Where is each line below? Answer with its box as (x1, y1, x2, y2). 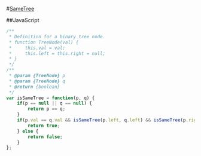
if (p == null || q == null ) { (17, 100, 93, 106)
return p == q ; (28, 106, 66, 112)
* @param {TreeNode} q (8, 78, 66, 84)
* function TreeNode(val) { (8, 39, 79, 45)
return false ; (28, 134, 63, 140)
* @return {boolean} (8, 84, 60, 90)
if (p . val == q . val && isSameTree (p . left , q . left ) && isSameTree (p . (17, 117, 189, 123)
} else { (17, 128, 39, 134)
